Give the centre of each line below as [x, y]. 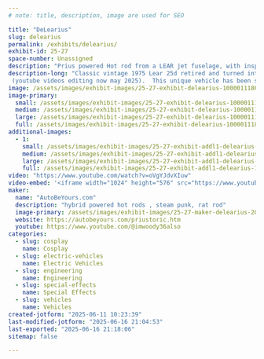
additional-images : [40, 132]
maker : [19, 190]
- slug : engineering [49, 271]
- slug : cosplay [42, 242]
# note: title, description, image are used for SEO [96, 15]
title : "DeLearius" [40, 29]
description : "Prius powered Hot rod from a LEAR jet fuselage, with [125, 66]
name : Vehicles [47, 307]
